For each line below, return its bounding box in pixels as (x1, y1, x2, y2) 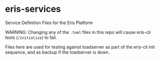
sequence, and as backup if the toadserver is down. (5, 49, 110, 55)
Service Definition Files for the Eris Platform (5, 20, 93, 26)
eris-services (5, 3, 61, 15)
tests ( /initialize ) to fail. (5, 34, 57, 40)
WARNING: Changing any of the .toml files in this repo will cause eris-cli (5, 29, 151, 35)
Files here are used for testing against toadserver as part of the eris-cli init (5, 44, 155, 50)
